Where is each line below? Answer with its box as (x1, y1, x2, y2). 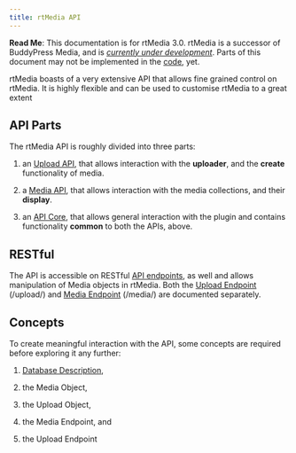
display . (21, 194, 53, 205)
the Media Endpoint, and (21, 417, 113, 427)
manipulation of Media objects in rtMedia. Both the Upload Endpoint (9, 280, 257, 291)
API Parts (9, 118, 62, 133)
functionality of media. (21, 168, 105, 178)
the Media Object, (21, 382, 88, 393)
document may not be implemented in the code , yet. (9, 56, 200, 66)
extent (9, 92, 33, 103)
